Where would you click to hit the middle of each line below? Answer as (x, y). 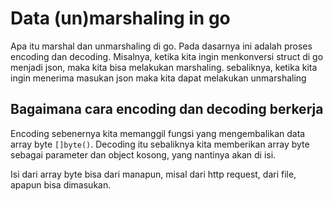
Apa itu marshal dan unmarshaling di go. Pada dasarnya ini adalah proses (161, 46)
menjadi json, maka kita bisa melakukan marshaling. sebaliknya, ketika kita (164, 67)
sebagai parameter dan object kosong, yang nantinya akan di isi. (143, 154)
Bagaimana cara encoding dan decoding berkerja (167, 109)
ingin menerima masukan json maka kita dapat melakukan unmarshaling (158, 78)
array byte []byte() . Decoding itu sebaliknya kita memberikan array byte (160, 144)
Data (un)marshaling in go (120, 18)
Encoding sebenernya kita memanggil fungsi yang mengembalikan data (158, 133)
